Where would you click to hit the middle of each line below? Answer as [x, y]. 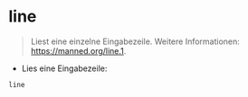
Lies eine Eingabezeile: [64, 68]
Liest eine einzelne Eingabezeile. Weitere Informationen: [135, 41]
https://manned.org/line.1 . [78, 50]
